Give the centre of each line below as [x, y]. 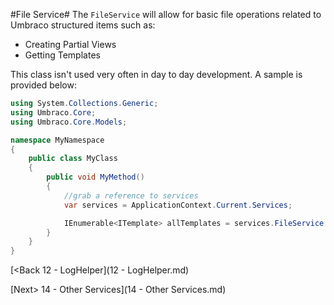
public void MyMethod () [95, 177]
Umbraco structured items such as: [83, 25]
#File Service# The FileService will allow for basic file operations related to [166, 14]
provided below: [43, 85]
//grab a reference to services [131, 195]
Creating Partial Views [70, 44]
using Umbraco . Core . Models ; [69, 122]
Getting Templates [62, 55]
